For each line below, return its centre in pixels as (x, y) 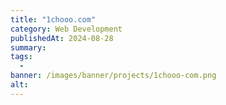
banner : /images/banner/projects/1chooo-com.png (113, 76)
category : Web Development (66, 29)
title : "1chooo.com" (53, 19)
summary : (28, 47)
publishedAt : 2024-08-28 (62, 38)
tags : (21, 57)
